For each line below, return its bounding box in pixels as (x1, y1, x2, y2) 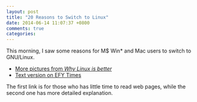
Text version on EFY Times (14, 72, 82, 79)
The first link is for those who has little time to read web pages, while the (6, 83, 186, 90)
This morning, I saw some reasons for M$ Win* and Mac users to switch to (6, 47, 192, 54)
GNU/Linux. (6, 54, 35, 61)
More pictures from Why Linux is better (14, 65, 112, 72)
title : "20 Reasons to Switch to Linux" (6, 14, 109, 20)
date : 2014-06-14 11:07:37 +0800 (6, 20, 90, 26)
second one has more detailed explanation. (6, 89, 113, 97)
